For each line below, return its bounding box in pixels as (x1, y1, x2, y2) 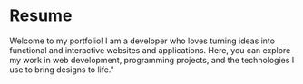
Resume (9, 5, 73, 26)
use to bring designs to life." (9, 64, 115, 75)
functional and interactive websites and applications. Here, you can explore (9, 44, 291, 55)
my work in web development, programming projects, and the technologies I (9, 54, 295, 65)
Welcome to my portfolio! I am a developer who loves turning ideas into (9, 35, 275, 46)
